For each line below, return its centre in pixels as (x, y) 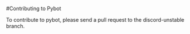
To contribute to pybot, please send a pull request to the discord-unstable (95, 20)
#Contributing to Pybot (34, 8)
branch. (16, 26)
